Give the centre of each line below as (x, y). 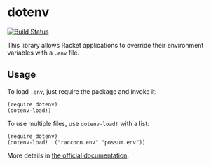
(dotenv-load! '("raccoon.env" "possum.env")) (76, 142)
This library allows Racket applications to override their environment (105, 45)
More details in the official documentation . (68, 155)
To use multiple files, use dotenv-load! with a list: (78, 123)
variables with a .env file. (43, 53)
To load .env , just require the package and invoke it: (82, 91)
